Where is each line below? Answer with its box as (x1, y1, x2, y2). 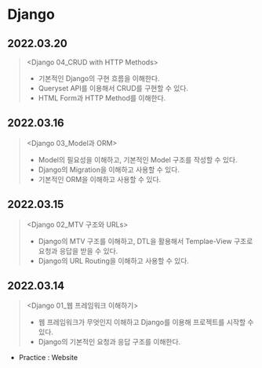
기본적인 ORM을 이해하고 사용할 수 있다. (38, 174, 162, 184)
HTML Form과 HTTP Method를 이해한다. (38, 93, 166, 103)
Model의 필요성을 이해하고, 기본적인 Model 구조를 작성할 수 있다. (38, 155, 238, 164)
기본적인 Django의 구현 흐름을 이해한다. (38, 74, 160, 83)
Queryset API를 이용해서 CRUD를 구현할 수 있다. (38, 84, 189, 93)
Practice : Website (18, 353, 78, 363)
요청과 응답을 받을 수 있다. (38, 246, 118, 256)
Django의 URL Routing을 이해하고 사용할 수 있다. (38, 256, 190, 265)
